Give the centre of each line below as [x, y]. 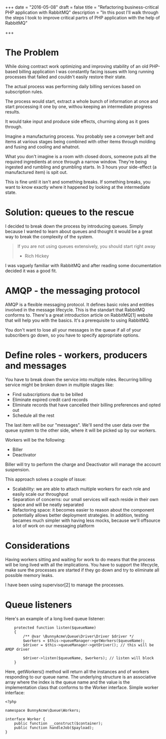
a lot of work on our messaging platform [53, 525]
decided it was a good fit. [31, 271]
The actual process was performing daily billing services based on [73, 86]
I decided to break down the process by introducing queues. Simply [74, 226]
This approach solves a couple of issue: [46, 479]
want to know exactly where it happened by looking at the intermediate [78, 187]
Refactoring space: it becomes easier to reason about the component [83, 510]
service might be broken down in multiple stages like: [59, 385]
